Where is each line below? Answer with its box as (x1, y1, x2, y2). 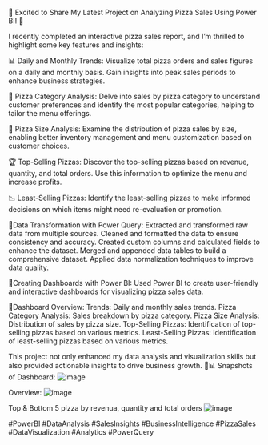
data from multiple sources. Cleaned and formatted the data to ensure (8, 229, 239, 238)
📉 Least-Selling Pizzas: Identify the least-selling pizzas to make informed (8, 193, 251, 202)
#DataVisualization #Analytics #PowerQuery (8, 427, 154, 436)
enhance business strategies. (8, 76, 106, 86)
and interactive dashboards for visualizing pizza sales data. (8, 287, 204, 296)
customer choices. (8, 141, 70, 150)
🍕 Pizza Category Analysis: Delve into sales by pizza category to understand (8, 92, 261, 101)
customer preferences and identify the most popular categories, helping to (8, 100, 254, 110)
